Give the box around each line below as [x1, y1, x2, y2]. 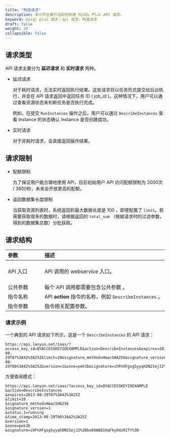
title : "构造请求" [5, 7, 41, 13]
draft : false [5, 21, 33, 27]
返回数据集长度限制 [12, 196, 53, 202]
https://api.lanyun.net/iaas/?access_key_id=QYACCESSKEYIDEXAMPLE [5, 383, 148, 388]
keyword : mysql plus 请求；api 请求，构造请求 [5, 17, 98, 22]
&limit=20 [5, 397, 26, 402]
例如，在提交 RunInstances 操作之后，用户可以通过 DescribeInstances [12, 110, 158, 116]
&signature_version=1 [5, 405, 51, 411]
